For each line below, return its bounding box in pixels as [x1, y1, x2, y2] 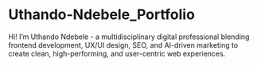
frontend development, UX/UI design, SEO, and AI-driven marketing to [8, 40, 239, 49]
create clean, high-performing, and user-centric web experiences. [8, 49, 226, 58]
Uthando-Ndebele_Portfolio [8, 6, 195, 24]
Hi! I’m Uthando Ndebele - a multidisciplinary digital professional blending [8, 32, 250, 41]
